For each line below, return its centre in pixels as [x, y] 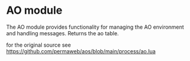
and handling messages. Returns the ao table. [63, 33]
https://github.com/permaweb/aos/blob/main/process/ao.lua [81, 51]
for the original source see [39, 45]
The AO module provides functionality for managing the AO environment [95, 27]
